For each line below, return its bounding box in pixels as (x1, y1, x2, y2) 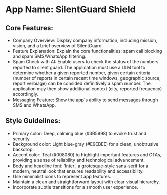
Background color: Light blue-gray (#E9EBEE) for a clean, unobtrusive (12, 141, 159, 147)
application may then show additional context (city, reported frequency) (12, 86, 162, 92)
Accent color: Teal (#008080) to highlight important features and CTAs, (12, 151, 162, 158)
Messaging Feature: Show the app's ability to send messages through (12, 96, 158, 103)
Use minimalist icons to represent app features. (12, 173, 111, 179)
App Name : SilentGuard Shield (5, 4, 136, 15)
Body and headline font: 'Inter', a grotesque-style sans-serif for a (12, 162, 148, 169)
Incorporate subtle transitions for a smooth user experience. (12, 184, 138, 190)
